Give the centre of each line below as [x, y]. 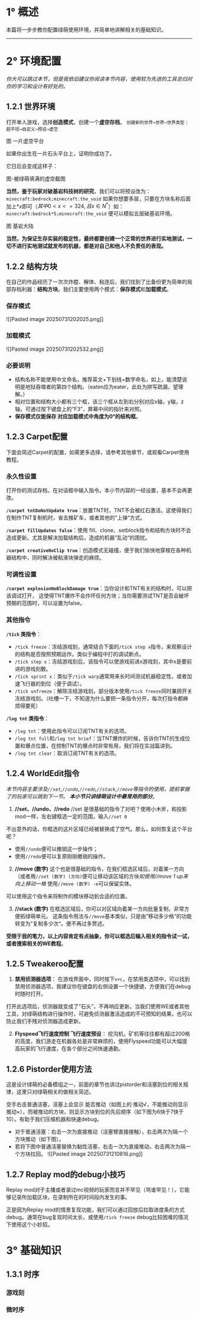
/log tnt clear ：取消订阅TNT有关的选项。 [67, 753]
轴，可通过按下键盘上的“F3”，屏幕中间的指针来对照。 [80, 409]
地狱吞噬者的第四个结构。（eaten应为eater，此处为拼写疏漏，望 [102, 387]
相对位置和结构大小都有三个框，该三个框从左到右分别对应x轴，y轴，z [99, 402]
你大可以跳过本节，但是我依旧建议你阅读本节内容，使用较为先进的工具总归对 [99, 79]
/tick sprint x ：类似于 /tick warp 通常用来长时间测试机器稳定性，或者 [101, 676]
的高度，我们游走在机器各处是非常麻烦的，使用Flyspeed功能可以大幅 [98, 1041]
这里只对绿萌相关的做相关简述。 [55, 1092]
